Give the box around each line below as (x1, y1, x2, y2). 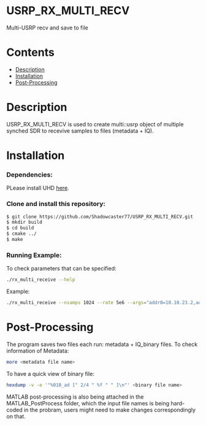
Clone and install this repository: (6, 200, 106, 209)
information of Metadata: (6, 347, 69, 354)
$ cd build (6, 225, 34, 231)
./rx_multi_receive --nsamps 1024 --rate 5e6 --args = (6, 300, 147, 306)
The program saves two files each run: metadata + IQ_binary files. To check (6, 340, 198, 348)
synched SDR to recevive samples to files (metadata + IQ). (6, 127, 154, 134)
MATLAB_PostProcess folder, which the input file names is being (6, 399, 170, 407)
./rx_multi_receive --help (6, 277, 75, 283)
